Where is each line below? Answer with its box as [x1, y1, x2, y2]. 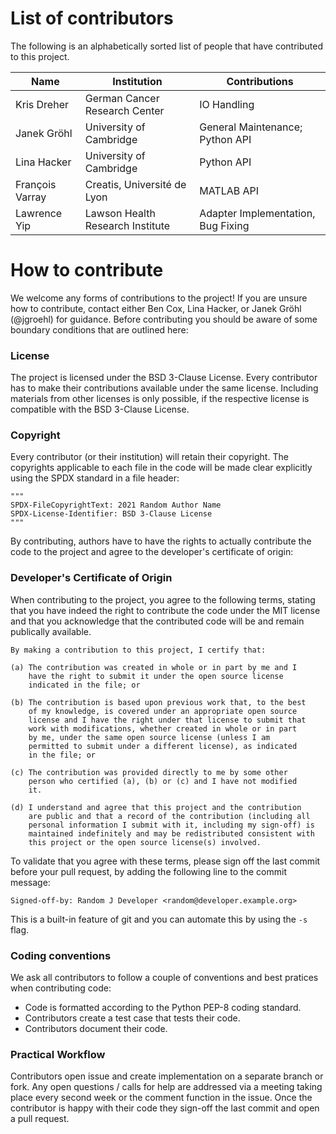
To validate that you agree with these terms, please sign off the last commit [10, 855, 321, 867]
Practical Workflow [10, 1047, 106, 1061]
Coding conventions [10, 948, 112, 962]
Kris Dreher [15, 97, 69, 111]
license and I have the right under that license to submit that [28, 715, 307, 725]
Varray [15, 190, 47, 204]
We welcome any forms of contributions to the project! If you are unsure [10, 292, 308, 304]
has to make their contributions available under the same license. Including [10, 382, 319, 394]
